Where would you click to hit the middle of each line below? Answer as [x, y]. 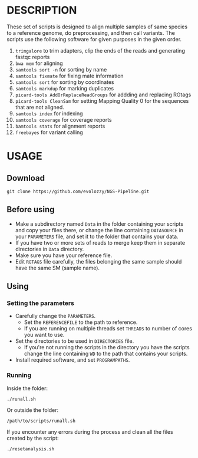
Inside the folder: [27, 388]
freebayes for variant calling [49, 132]
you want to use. [44, 335]
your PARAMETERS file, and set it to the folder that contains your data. [97, 236]
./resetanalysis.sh [31, 449]
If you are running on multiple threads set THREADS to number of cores [108, 329]
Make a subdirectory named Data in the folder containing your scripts [99, 224]
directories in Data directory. [49, 249]
